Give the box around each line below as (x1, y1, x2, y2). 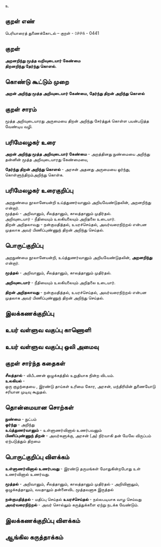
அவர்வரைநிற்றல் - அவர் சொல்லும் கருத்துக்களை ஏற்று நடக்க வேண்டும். (5, 502, 139, 508)
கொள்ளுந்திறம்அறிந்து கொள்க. (5, 172, 64, 178)
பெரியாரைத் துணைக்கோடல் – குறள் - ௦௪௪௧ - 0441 (5, 30, 99, 36)
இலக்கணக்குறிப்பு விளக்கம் (5, 516, 80, 524)
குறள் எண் (5, 17, 35, 25)
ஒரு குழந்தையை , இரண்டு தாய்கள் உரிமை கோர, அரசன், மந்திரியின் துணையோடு (5, 383, 156, 389)
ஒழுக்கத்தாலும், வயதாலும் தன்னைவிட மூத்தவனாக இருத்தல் (5, 487, 114, 493)
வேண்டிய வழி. (5, 123, 33, 130)
